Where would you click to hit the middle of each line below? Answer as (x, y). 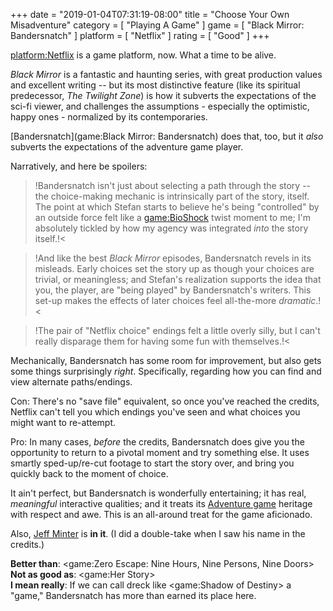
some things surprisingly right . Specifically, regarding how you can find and (166, 371)
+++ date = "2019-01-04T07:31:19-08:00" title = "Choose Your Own (150, 14)
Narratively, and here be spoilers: (79, 166)
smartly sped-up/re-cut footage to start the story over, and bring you (152, 463)
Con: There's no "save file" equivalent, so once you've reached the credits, (165, 401)
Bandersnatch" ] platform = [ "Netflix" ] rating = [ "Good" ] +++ (140, 35)
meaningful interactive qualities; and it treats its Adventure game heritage (161, 503)
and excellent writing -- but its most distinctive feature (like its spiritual (155, 85)
